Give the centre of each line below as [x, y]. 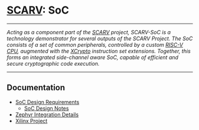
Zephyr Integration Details [47, 114]
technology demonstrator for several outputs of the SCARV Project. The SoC [100, 38]
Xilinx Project [31, 121]
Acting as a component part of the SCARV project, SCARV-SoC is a [89, 32]
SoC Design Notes [46, 108]
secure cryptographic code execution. [53, 63]
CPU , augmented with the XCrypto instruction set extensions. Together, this [99, 51]
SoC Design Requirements [47, 102]
